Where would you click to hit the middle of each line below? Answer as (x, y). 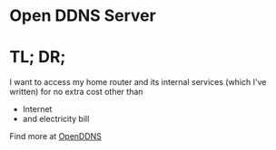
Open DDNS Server (83, 16)
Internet (37, 109)
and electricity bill (56, 119)
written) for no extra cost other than (76, 92)
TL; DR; (38, 57)
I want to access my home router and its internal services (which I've (138, 82)
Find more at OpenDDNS (56, 136)
